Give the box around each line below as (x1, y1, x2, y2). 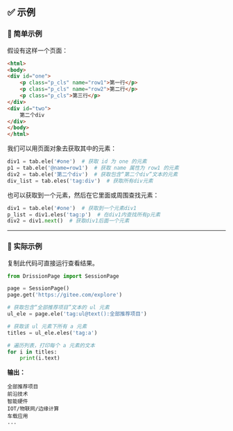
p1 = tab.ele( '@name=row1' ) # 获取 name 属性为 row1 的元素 (7, 165, 179, 172)
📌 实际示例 (7, 242, 43, 252)
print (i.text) (19, 355, 60, 362)
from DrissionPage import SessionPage (7, 272, 119, 279)
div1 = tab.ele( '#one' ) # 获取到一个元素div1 (7, 204, 137, 211)
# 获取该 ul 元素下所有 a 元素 (7, 323, 87, 330)
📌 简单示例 (7, 29, 43, 39)
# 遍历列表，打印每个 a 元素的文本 (7, 342, 96, 349)
